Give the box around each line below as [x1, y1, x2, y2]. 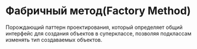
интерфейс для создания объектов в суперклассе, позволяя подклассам [5, 30, 192, 37]
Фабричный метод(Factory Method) [5, 4, 191, 18]
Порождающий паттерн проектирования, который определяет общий [5, 24, 183, 31]
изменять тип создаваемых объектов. [5, 36, 103, 43]
